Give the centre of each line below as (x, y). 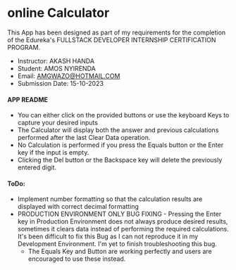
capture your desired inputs (58, 123)
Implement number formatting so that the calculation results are (110, 199)
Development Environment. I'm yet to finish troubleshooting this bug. (117, 244)
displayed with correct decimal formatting (78, 207)
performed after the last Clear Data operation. (84, 138)
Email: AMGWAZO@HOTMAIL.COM (69, 76)
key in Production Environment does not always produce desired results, (123, 221)
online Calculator (58, 13)
